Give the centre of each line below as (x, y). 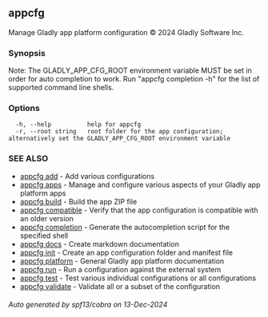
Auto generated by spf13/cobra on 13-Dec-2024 (88, 305)
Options (24, 109)
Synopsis (27, 53)
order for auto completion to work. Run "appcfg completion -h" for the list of (134, 79)
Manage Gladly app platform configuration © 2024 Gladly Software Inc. (126, 32)
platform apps (43, 193)
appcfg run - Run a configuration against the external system (120, 269)
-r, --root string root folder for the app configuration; (120, 132)
